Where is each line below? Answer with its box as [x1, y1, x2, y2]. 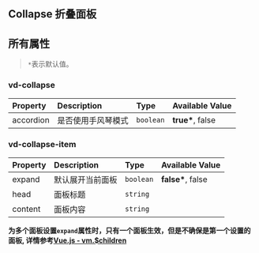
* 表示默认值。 [27, 59, 73, 69]
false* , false [160, 173, 208, 184]
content [12, 203, 41, 214]
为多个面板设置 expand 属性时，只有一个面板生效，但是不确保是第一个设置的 [8, 225, 251, 235]
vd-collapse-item [8, 139, 77, 150]
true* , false [172, 114, 216, 125]
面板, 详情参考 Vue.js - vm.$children [8, 236, 127, 245]
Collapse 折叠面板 [8, 7, 97, 21]
